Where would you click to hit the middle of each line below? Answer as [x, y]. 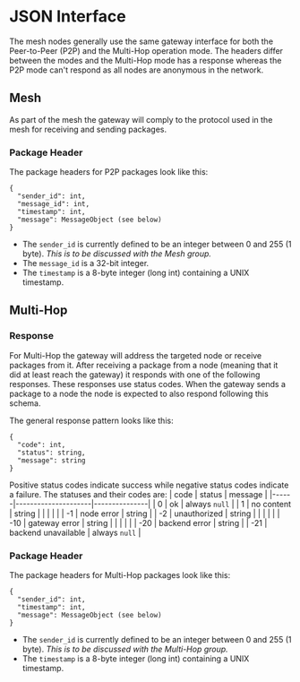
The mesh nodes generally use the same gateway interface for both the [141, 41]
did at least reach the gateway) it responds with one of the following [135, 375]
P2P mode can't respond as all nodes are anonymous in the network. [137, 70]
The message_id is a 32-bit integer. [86, 263]
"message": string [52, 460]
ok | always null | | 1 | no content [231, 504]
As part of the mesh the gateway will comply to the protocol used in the [141, 119]
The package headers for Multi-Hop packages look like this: [120, 575]
